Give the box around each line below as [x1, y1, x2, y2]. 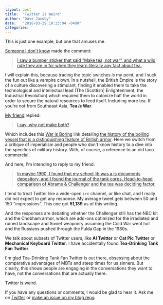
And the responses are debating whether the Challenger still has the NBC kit [5, 210, 158, 216]
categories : [5, 25, 29, 30]
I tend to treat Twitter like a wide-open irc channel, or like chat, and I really [5, 191, 156, 197]
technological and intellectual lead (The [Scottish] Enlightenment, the [5, 88, 144, 93]
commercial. [5, 152, 30, 158]
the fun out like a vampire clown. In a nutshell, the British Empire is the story [5, 77, 157, 83]
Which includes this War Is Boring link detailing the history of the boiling [5, 131, 149, 137]
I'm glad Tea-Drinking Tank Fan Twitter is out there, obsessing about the [5, 255, 150, 261]
